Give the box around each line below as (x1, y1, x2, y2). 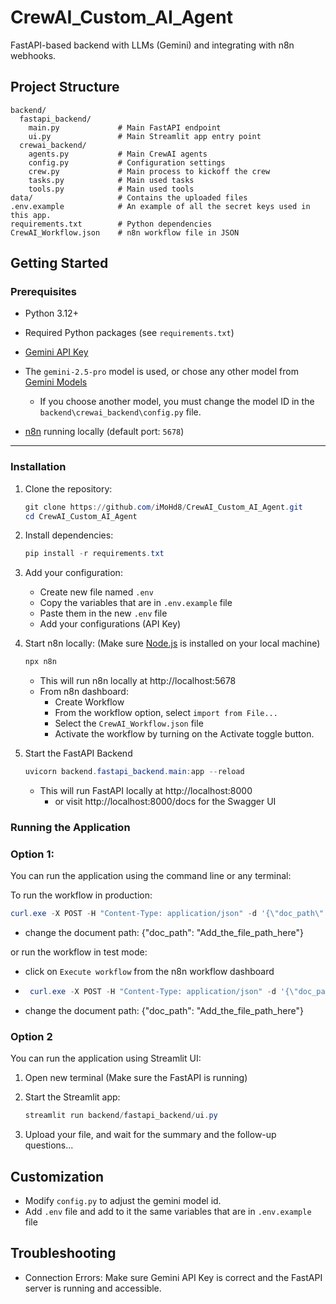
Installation (10, 460, 67, 474)
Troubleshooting (10, 1245, 117, 1262)
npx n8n (24, 657, 57, 667)
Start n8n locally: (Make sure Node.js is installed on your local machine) (24, 637, 321, 650)
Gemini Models (24, 376, 88, 388)
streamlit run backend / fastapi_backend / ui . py (24, 1111, 218, 1121)
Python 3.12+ (24, 307, 79, 320)
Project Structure (10, 79, 120, 96)
